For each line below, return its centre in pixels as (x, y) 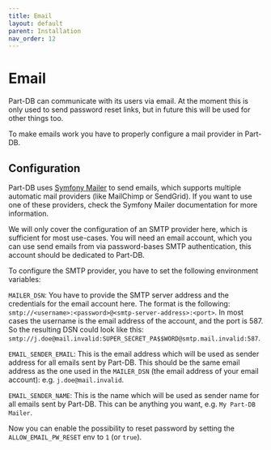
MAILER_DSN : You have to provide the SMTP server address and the (119, 295)
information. (29, 213)
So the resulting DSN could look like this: (76, 330)
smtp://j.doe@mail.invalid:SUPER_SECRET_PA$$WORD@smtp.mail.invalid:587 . (135, 338)
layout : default (36, 24)
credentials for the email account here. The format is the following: (119, 304)
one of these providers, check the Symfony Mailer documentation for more (133, 205)
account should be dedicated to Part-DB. (77, 255)
